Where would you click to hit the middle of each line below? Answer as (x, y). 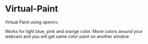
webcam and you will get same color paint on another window (67, 36)
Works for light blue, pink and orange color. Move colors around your (74, 31)
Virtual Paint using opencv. (32, 22)
